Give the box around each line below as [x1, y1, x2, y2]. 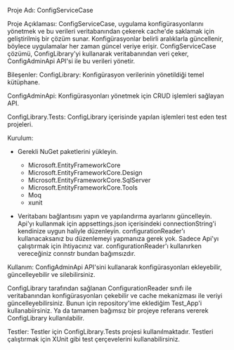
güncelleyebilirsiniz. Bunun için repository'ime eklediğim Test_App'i [7, 299, 202, 307]
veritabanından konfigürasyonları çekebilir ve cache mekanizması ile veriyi [7, 292, 223, 299]
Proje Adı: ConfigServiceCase [7, 6, 93, 14]
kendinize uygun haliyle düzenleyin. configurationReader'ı [17, 227, 186, 235]
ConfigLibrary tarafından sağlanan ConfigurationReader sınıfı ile [7, 284, 192, 292]
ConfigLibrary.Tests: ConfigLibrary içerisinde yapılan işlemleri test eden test [7, 112, 227, 121]
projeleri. [7, 120, 33, 129]
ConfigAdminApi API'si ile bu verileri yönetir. [7, 57, 136, 65]
